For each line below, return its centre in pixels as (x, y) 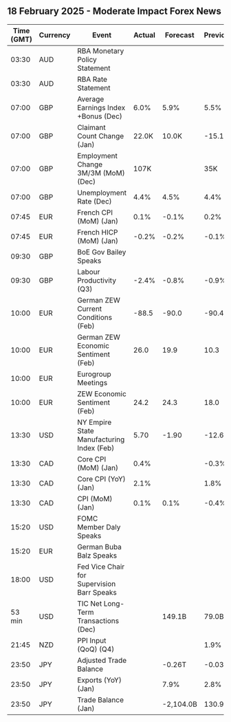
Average (90, 99)
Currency (55, 35)
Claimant (91, 127)
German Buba (99, 547)
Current (89, 309)
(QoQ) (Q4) (96, 649)
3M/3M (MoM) (101, 173)
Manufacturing (101, 439)
